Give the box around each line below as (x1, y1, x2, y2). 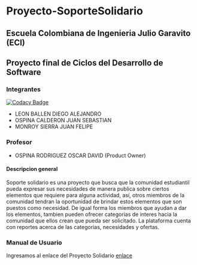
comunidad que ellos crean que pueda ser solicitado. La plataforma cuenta (6, 217, 192, 224)
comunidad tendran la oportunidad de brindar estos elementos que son (6, 198, 183, 205)
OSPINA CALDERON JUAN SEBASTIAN (14, 117, 112, 124)
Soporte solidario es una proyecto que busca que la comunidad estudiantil (6, 179, 190, 186)
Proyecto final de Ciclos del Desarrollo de (6, 58, 163, 68)
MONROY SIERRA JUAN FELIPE (14, 123, 93, 130)
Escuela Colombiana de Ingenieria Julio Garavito (6, 28, 191, 38)
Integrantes (6, 85, 41, 94)
